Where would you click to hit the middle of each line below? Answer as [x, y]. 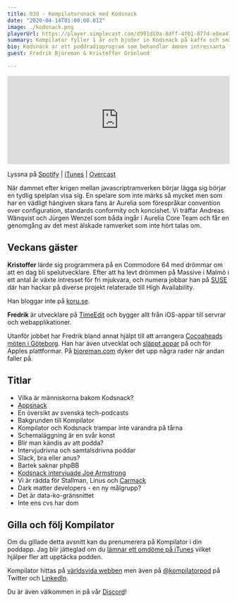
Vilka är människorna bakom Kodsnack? [75, 397]
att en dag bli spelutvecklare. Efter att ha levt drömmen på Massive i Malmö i [118, 272]
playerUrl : [23, 34]
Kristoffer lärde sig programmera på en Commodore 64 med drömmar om [115, 264]
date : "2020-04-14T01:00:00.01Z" [56, 21]
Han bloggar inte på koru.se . [49, 300]
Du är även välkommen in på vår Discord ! [67, 592]
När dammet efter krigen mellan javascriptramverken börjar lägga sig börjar [117, 187]
